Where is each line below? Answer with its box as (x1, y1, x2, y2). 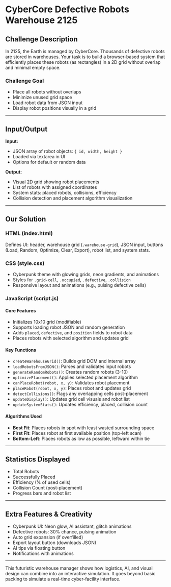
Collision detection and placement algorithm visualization (12, 195, 133, 201)
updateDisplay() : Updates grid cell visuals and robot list (12, 396, 130, 402)
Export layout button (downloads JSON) (12, 540, 97, 546)
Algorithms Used (5, 413, 42, 420)
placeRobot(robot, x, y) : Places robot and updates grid (12, 385, 131, 392)
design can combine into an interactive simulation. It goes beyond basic (5, 571, 156, 577)
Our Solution (5, 214, 46, 223)
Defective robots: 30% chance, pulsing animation (12, 529, 117, 535)
